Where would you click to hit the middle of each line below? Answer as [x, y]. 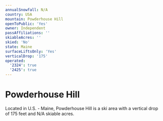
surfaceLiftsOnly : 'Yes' [31, 51]
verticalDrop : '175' [27, 56]
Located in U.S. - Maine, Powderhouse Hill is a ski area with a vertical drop [82, 108]
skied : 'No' [17, 42]
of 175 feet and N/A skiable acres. [40, 114]
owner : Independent [25, 28]
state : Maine [19, 47]
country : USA [19, 14]
